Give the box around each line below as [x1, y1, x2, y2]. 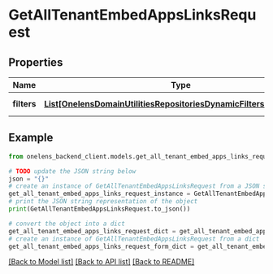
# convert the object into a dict [8, 220, 126, 228]
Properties [8, 55, 63, 69]
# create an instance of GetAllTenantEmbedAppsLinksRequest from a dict [8, 234, 260, 243]
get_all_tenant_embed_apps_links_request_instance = [8, 189, 191, 198]
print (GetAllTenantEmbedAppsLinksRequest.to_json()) [8, 205, 191, 213]
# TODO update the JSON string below [8, 167, 136, 176]
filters [12, 98, 37, 109]
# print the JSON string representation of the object [8, 198, 198, 206]
